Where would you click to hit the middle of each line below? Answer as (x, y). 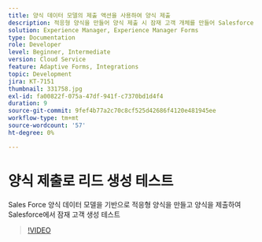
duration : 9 (28, 103)
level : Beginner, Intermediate (59, 52)
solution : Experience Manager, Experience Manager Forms (103, 30)
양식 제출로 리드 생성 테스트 (91, 181)
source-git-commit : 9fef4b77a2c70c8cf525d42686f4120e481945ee (112, 111)
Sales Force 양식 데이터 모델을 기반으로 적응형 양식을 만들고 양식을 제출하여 (125, 204)
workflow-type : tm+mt (44, 118)
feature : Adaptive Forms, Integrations (74, 67)
